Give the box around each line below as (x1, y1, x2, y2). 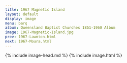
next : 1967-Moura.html (5, 39, 52, 44)
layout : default (5, 12, 38, 17)
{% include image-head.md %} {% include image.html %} (5, 52, 122, 58)
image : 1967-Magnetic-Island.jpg (5, 30, 74, 35)
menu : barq (5, 21, 28, 26)
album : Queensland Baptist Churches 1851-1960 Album (5, 25, 116, 30)
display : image (5, 16, 36, 21)
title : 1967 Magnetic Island (5, 7, 65, 12)
